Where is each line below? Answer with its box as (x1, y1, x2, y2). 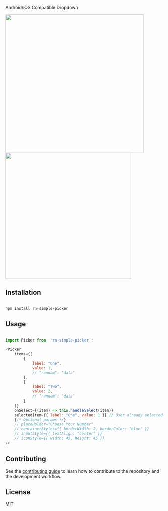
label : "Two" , (32, 384, 62, 389)
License (5, 488, 31, 496)
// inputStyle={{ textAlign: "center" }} (14, 431, 102, 436)
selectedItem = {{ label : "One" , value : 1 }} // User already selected (14, 412, 163, 418)
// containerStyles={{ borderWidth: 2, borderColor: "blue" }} (14, 426, 150, 432)
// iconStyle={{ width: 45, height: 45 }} (14, 436, 105, 441)
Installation (5, 288, 41, 297)
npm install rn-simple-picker (5, 306, 69, 311)
